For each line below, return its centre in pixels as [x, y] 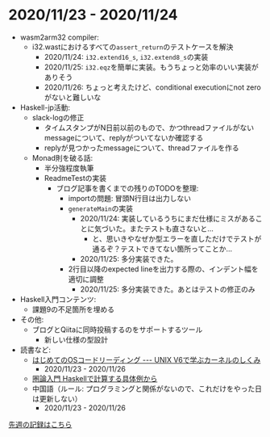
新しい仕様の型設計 [76, 339]
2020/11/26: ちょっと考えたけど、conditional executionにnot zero [153, 87]
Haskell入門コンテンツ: [58, 299]
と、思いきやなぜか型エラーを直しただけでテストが [177, 238]
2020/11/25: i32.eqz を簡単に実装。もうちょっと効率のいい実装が [152, 67]
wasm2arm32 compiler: [59, 37]
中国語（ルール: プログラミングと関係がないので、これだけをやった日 [147, 389]
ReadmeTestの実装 [75, 178]
